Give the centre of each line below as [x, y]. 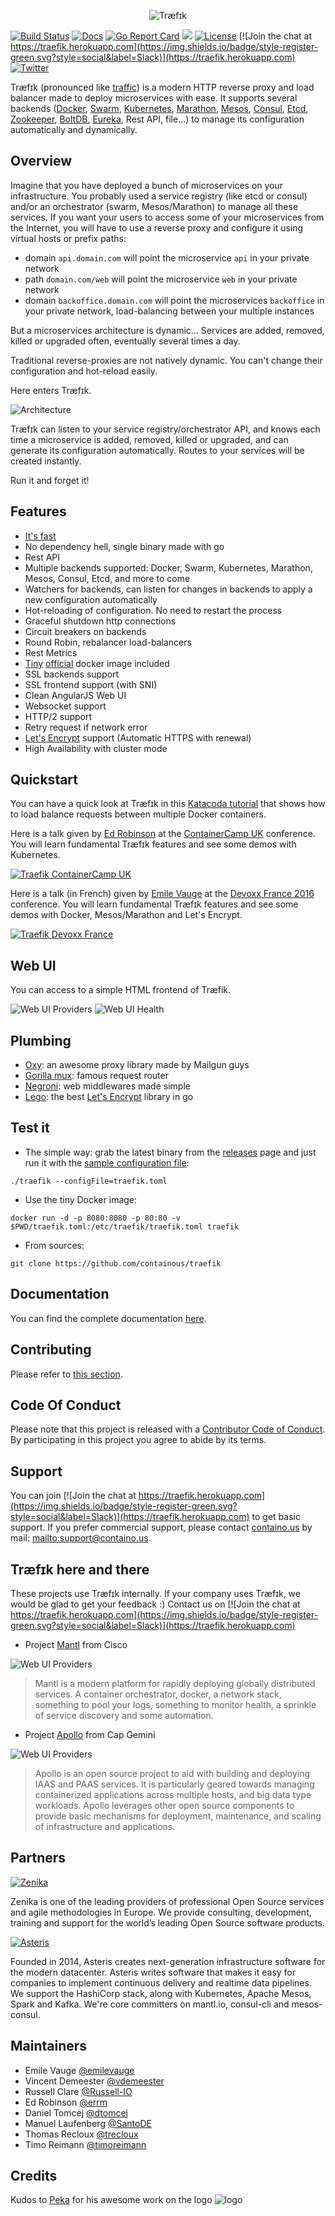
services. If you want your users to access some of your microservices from [167, 217]
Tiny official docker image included [97, 663]
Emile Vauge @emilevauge [79, 2070]
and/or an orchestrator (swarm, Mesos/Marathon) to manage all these [154, 206]
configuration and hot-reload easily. [84, 371]
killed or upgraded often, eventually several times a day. [125, 341]
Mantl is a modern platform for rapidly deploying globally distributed [175, 1683]
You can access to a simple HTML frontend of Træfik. [121, 990]
